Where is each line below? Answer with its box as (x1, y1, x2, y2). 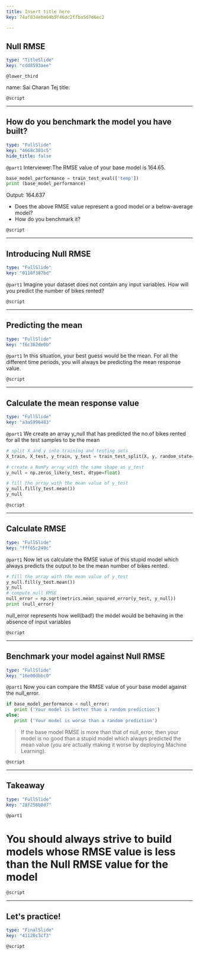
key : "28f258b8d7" (6, 802, 52, 808)
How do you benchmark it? (14, 216, 81, 223)
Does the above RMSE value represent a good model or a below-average (14, 203, 193, 210)
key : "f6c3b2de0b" (6, 341, 52, 347)
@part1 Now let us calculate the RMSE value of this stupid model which (6, 556, 179, 563)
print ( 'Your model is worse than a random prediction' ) (14, 718, 158, 724)
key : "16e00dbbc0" (6, 672, 52, 679)
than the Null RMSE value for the (6, 858, 169, 871)
